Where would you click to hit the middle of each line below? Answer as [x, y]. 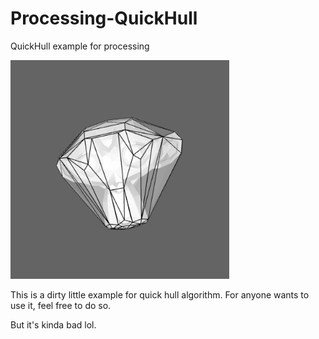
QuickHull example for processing [80, 46]
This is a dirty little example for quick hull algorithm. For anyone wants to [160, 294]
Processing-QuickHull [104, 18]
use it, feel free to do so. [61, 305]
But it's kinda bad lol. [53, 324]
